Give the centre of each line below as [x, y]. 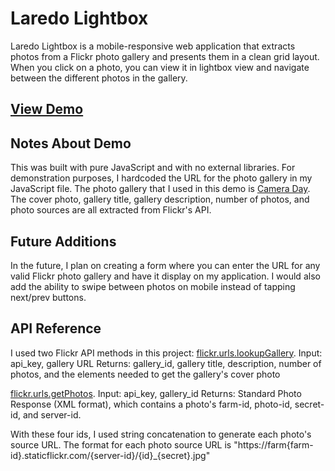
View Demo [47, 109]
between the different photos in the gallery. [99, 78]
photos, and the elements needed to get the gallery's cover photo [145, 374]
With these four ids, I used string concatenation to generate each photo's [161, 434]
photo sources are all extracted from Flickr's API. [111, 210]
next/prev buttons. [48, 297]
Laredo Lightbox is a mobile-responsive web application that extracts [153, 46]
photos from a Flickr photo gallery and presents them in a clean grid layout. [165, 56]
